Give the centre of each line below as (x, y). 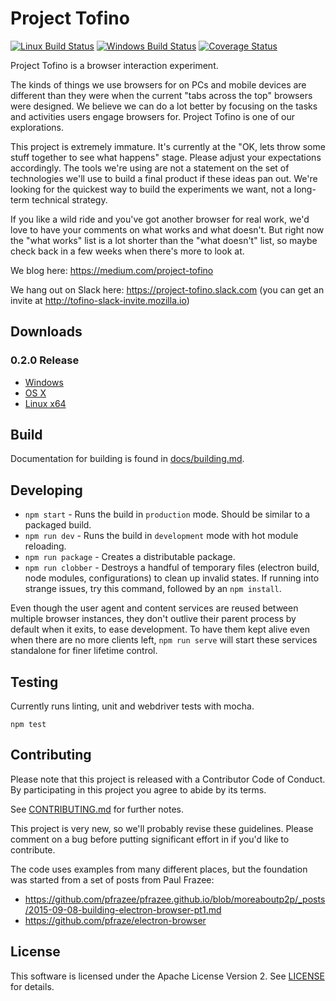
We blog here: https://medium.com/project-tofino (112, 270)
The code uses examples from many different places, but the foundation (159, 869)
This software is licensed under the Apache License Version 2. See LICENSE (167, 976)
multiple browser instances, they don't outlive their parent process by (153, 619)
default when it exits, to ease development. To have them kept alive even (160, 629)
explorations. (37, 127)
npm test (28, 725)
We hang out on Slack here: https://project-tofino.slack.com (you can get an (167, 289)
